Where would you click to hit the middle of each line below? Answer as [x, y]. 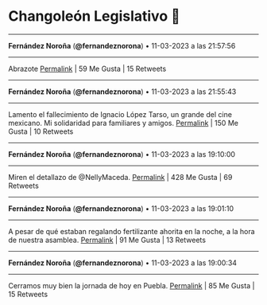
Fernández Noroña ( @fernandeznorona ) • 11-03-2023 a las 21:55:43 [122, 92]
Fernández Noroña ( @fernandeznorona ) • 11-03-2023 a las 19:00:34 [122, 263]
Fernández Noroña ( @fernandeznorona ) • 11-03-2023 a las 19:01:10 [121, 208]
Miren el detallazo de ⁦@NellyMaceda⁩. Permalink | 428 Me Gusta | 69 [120, 177]
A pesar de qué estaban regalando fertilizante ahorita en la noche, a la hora [132, 231]
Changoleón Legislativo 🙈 [94, 16]
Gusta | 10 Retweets [41, 131]
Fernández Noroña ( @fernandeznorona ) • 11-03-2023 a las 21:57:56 [122, 45]
